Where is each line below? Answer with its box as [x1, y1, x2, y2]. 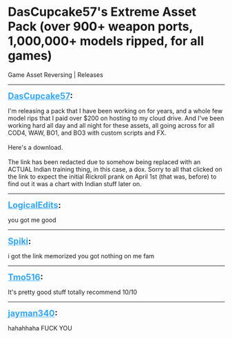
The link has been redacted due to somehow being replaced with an [8, 157, 201, 166]
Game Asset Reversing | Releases [8, 70, 104, 79]
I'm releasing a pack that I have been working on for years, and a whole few [8, 106, 223, 115]
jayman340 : [8, 307, 58, 319]
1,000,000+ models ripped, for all [8, 34, 204, 49]
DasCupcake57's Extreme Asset [8, 4, 197, 20]
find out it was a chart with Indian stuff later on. [8, 179, 142, 188]
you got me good [8, 216, 57, 224]
